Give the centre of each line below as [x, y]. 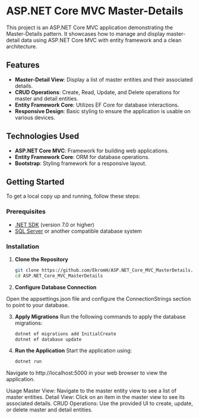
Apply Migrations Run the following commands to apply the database [100, 316]
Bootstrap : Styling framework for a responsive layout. [80, 163]
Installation [23, 247]
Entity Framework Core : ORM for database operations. [82, 157]
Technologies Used [42, 136]
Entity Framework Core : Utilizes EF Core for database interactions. [97, 105]
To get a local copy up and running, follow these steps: [73, 196]
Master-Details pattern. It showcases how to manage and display [86, 33]
